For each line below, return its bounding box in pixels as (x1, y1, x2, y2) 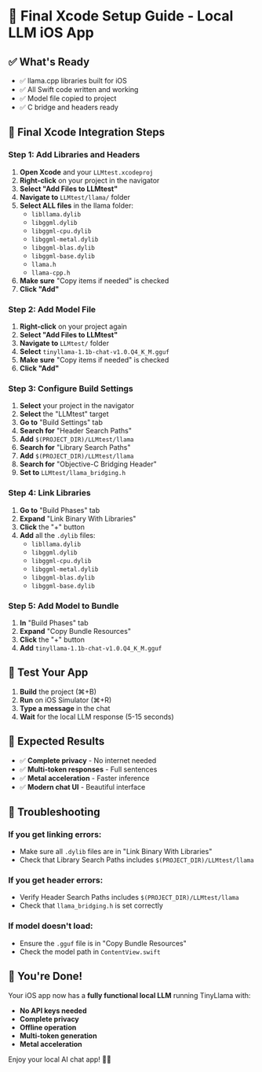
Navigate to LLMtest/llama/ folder (19, 192, 131, 201)
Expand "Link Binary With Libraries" (19, 514, 136, 523)
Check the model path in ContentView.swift (19, 947, 161, 956)
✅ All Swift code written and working (19, 85, 139, 94)
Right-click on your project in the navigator (19, 175, 160, 185)
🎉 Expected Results (8, 735, 105, 748)
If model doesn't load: (8, 920, 93, 931)
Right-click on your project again (19, 322, 128, 331)
